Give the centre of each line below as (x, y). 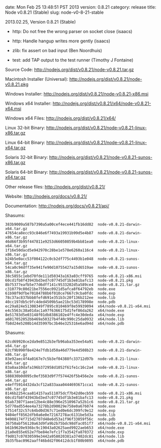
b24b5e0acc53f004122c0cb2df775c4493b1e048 (49, 259)
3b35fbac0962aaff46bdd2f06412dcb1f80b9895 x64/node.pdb (65, 441)
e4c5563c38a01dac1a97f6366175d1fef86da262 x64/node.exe (65, 311)
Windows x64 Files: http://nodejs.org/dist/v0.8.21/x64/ (61, 118)
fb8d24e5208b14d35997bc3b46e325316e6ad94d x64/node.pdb (65, 323)
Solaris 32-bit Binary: (27, 157)
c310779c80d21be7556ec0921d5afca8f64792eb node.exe (60, 289)
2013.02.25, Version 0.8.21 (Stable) (41, 22)
